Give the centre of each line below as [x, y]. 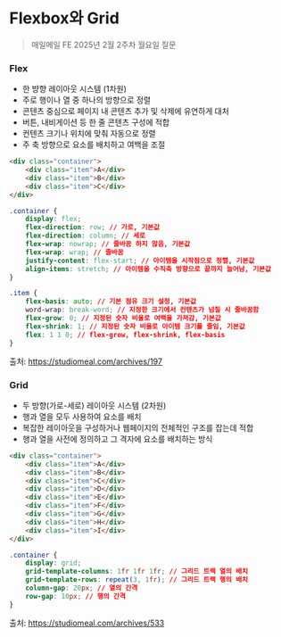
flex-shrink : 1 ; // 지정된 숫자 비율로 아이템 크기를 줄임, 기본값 [135, 327]
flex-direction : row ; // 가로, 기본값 [93, 227]
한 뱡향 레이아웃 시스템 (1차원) [74, 89]
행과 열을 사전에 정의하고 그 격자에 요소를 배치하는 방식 [117, 439]
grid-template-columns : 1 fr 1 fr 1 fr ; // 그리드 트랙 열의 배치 [136, 572]
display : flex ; [54, 219]
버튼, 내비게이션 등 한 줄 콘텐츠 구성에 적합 [96, 122]
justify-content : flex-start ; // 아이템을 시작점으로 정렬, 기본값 [140, 261]
